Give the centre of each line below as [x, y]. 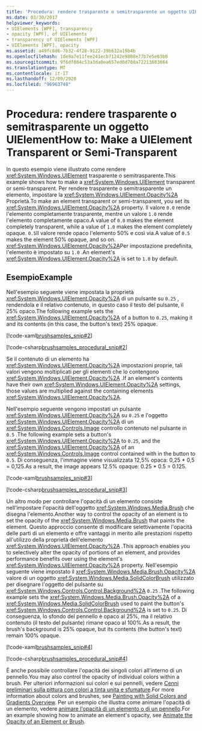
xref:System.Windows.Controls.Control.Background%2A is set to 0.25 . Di [97, 610]
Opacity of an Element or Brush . [46, 721]
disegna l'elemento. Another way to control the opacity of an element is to [97, 514]
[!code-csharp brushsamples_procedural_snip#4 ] [67, 658]
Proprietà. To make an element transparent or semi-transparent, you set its [98, 201]
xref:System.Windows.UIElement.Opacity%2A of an [70, 447]
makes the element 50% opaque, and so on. [61, 239]
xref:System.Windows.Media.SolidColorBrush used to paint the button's [95, 603]
